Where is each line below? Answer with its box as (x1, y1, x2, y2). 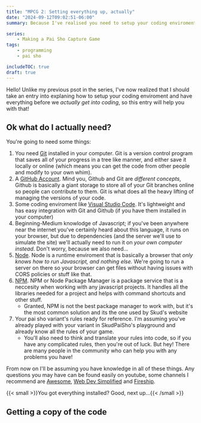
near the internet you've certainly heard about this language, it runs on (14, 226, 190, 234)
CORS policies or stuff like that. (14, 271, 92, 278)
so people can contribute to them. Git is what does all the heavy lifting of (14, 188, 194, 195)
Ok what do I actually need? (6, 122, 112, 132)
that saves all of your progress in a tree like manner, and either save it (14, 156, 187, 164)
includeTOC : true (6, 64, 50, 70)
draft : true (6, 70, 36, 75)
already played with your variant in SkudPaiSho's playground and (14, 322, 176, 329)
